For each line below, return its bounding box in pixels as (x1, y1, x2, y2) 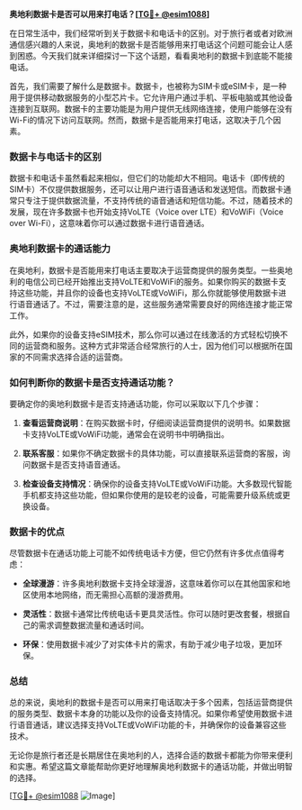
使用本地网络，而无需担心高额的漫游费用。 (30, 589, 189, 600)
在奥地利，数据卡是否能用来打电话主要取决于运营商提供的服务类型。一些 (9, 265, 277, 276)
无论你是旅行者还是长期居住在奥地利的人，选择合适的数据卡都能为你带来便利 (9, 750, 293, 760)
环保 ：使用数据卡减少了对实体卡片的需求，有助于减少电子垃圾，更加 (22, 639, 275, 650)
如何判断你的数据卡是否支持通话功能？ (9, 376, 175, 388)
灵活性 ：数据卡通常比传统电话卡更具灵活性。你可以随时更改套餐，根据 (22, 608, 283, 620)
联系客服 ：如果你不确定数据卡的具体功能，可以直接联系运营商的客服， (22, 448, 283, 459)
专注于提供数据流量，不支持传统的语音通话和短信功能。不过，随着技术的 (24, 196, 293, 206)
